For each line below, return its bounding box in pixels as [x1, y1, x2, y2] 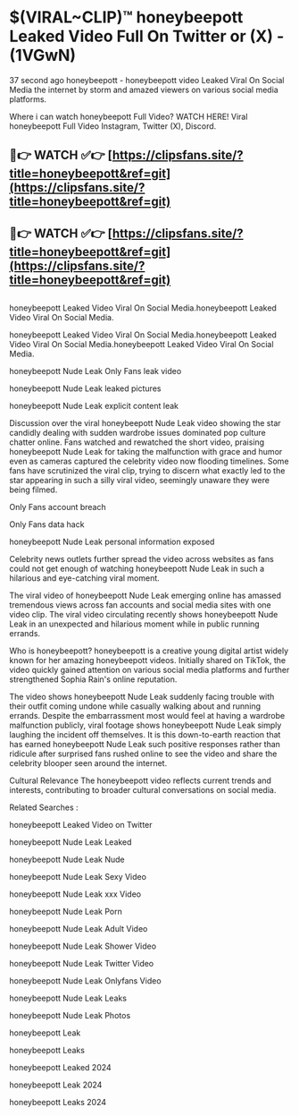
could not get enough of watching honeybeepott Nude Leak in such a [9, 563, 265, 575]
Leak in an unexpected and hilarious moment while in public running [9, 618, 261, 629]
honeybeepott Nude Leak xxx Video [9, 889, 141, 899]
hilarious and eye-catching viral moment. [9, 573, 161, 584]
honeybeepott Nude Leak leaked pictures [9, 383, 162, 394]
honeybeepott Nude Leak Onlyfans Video [9, 975, 162, 986]
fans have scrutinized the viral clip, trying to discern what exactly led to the [9, 465, 286, 476]
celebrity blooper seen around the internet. [9, 758, 168, 769]
